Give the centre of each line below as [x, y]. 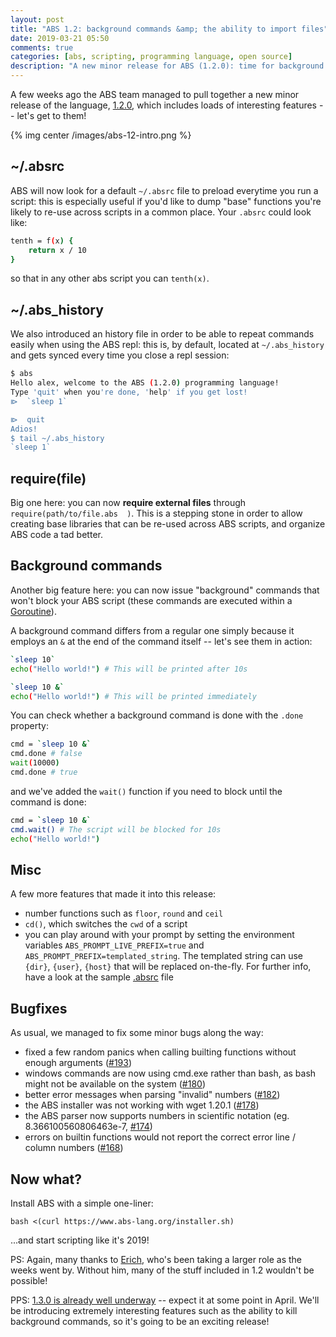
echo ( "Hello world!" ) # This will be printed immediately [133, 696]
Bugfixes [39, 1008]
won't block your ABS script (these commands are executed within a [151, 600]
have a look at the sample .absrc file [99, 977]
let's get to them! [51, 115]
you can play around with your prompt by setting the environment [159, 935]
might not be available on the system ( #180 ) [115, 1084]
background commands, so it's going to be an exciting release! [140, 1321]
